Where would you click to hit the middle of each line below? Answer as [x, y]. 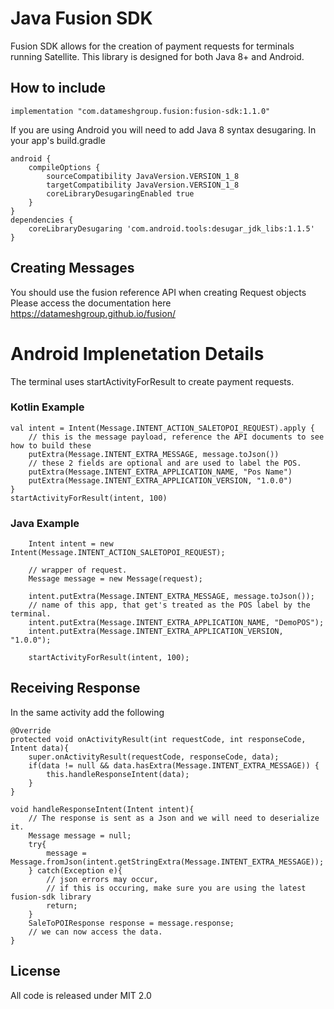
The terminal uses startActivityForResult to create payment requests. [152, 381]
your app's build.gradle [58, 140]
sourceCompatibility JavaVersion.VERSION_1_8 [143, 176]
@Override [31, 730]
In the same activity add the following [87, 712]
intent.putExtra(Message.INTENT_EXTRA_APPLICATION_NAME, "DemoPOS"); [176, 623]
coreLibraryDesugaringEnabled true [120, 193]
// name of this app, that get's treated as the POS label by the [169, 605]
